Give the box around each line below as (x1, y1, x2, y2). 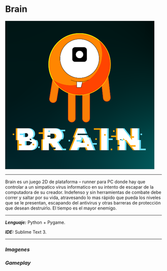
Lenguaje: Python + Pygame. (5, 219, 66, 225)
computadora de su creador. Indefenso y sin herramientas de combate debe (5, 189, 162, 195)
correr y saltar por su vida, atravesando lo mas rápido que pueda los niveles (5, 195, 161, 201)
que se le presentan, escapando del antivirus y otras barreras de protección (5, 200, 161, 205)
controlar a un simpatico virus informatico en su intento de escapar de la (5, 184, 154, 190)
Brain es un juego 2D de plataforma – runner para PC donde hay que (5, 179, 146, 185)
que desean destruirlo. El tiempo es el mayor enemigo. (5, 205, 117, 211)
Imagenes (5, 246, 30, 253)
